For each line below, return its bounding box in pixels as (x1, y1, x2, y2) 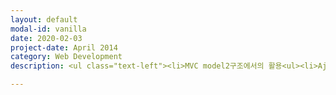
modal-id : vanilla (10, 24, 87, 34)
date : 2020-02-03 (10, 33, 83, 43)
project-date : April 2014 (10, 42, 118, 53)
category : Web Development (10, 52, 123, 62)
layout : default (10, 14, 78, 25)
